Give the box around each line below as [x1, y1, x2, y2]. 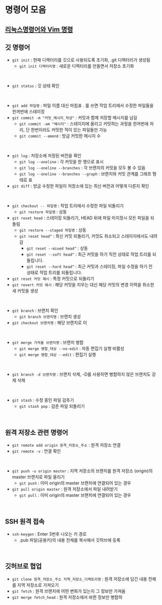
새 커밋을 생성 [12, 288, 38, 294]
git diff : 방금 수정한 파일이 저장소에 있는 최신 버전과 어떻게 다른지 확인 [12, 183, 149, 189]
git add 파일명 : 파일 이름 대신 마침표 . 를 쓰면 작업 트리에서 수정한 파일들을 [12, 103, 154, 108]
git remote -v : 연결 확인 [12, 448, 61, 454]
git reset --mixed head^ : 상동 [26, 245, 88, 251]
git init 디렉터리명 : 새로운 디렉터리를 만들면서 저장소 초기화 [19, 63, 134, 69]
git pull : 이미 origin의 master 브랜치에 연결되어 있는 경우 [19, 492, 132, 498]
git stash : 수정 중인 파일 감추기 [12, 397, 74, 403]
